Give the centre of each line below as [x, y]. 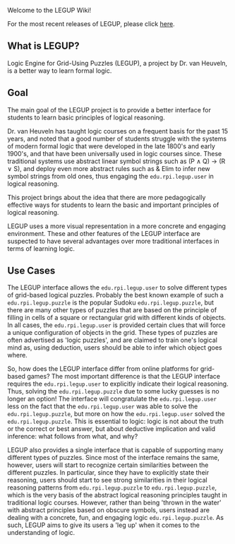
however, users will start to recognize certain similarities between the [108, 465]
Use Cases [31, 271]
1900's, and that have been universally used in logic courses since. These [115, 153]
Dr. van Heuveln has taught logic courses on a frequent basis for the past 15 [117, 131]
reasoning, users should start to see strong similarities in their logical [107, 480]
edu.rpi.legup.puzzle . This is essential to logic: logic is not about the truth [116, 421]
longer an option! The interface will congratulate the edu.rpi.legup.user [112, 399]
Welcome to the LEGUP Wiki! [49, 10]
